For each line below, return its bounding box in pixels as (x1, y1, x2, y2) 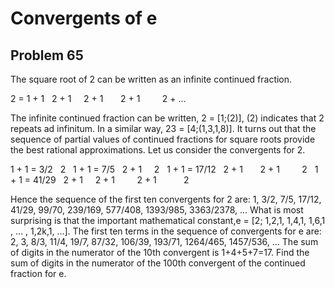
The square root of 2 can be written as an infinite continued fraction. (10, 73, 293, 85)
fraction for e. (10, 268, 67, 279)
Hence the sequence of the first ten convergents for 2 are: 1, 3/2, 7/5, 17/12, (10, 193, 322, 205)
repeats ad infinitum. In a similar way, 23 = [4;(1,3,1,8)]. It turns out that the (10, 123, 317, 134)
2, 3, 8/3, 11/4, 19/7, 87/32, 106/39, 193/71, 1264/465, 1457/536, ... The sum (10, 236, 319, 247)
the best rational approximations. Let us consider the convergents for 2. (10, 144, 306, 156)
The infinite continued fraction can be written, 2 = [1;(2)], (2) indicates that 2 (10, 112, 325, 124)
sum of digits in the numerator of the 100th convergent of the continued (10, 257, 306, 269)
